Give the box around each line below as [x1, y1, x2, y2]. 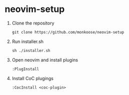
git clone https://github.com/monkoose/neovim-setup [11, 29, 124, 34]
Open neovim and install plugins [11, 56, 78, 63]
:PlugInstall [11, 66, 39, 71]
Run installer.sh [11, 38, 43, 44]
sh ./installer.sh [11, 48, 50, 53]
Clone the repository [11, 20, 54, 26]
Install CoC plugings [11, 75, 53, 81]
